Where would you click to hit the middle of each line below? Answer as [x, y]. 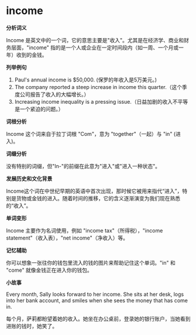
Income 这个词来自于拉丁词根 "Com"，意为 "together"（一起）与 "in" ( [91, 134]
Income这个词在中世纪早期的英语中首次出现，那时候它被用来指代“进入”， [94, 191]
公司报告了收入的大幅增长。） [54, 94]
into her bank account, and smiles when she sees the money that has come [97, 300]
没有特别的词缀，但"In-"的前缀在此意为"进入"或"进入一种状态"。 [83, 166]
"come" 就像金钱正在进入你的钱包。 [49, 270]
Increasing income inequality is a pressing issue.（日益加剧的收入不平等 [101, 101]
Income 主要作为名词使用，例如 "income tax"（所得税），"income [85, 230]
